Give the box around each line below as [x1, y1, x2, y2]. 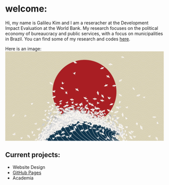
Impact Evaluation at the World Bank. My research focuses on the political [5, 25, 158, 31]
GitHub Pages [12, 169, 42, 175]
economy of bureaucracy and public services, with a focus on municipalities [5, 30, 163, 36]
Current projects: [5, 151, 60, 159]
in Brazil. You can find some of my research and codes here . [5, 36, 131, 42]
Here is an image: [5, 45, 42, 52]
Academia [12, 175, 34, 181]
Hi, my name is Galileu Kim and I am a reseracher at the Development [5, 20, 149, 26]
